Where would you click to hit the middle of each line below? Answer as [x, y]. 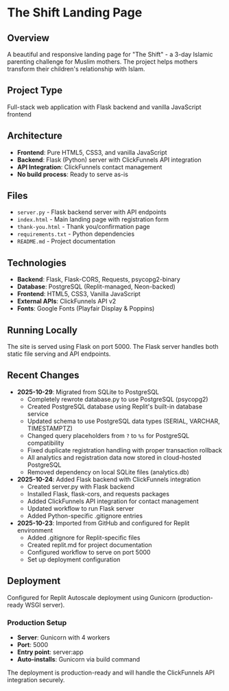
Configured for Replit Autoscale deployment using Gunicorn [92, 597]
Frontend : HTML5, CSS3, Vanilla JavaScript [79, 294]
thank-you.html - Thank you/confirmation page [83, 227]
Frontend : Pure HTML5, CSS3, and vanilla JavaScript [92, 152]
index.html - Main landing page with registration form [93, 219]
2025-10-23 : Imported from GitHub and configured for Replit [103, 523]
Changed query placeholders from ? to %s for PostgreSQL [108, 435]
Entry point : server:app [50, 652]
